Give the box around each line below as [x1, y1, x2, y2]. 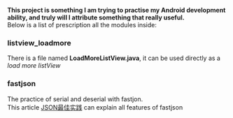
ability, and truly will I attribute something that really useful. [7, 13, 185, 22]
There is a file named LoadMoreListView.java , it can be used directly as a [7, 54, 220, 62]
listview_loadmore [7, 38, 71, 47]
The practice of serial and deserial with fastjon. [7, 94, 143, 103]
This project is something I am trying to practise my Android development [7, 6, 226, 14]
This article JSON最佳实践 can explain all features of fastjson [7, 103, 183, 111]
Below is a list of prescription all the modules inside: [7, 21, 157, 29]
